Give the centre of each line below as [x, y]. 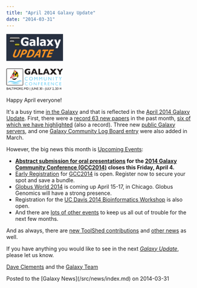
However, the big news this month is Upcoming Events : [75, 149]
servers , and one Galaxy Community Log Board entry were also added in [97, 131]
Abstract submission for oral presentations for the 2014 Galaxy [96, 161]
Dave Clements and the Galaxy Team [52, 267]
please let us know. [30, 255]
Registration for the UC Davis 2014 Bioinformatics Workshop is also [99, 199]
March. [15, 137]
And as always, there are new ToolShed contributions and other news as [96, 231]
